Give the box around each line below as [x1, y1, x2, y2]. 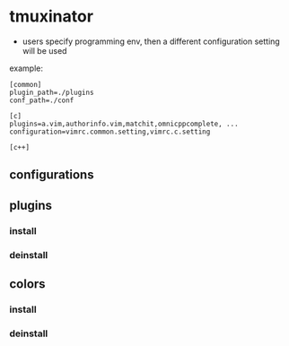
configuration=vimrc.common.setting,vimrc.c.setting [9, 127, 211, 136]
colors [9, 276, 47, 291]
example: [9, 63, 43, 74]
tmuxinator [9, 6, 94, 27]
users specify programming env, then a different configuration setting [22, 36, 280, 47]
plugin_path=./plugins [9, 88, 94, 97]
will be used [22, 45, 67, 56]
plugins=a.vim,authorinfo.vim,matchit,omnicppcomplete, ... [9, 119, 240, 128]
